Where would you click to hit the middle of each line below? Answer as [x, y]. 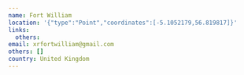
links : [19, 30]
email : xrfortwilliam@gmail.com [61, 45]
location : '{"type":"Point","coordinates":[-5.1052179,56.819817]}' [123, 23]
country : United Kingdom [49, 59]
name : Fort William [40, 15]
